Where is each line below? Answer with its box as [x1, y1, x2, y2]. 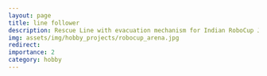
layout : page [8, 11, 52, 20]
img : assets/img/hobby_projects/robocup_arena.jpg [8, 33, 180, 42]
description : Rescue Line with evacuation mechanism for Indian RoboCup [8, 26, 254, 34]
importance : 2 [8, 48, 56, 56]
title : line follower [8, 19, 80, 27]
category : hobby [8, 56, 62, 64]
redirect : [8, 41, 41, 49]
